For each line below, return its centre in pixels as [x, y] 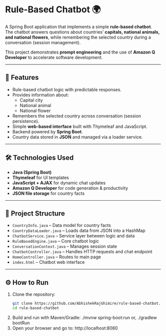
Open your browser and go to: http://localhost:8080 [65, 328]
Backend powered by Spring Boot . [47, 131]
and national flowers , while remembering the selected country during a [78, 37]
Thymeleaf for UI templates [41, 177]
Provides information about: [41, 95]
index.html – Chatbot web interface [48, 262]
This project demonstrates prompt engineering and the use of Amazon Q [80, 52]
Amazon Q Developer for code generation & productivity [70, 188]
